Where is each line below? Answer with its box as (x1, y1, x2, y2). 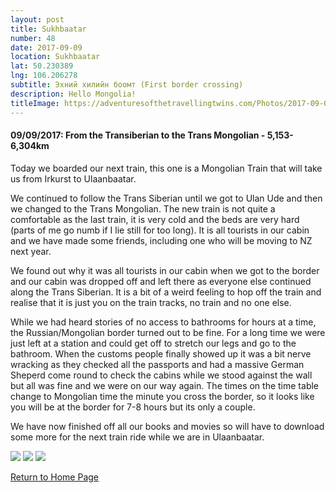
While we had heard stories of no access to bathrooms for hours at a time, (10, 316, 317, 328)
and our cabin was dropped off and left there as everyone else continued (10, 275, 312, 287)
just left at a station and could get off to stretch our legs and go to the (10, 337, 297, 349)
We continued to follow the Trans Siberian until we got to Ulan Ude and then (10, 192, 323, 204)
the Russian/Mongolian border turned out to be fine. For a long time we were (10, 326, 326, 338)
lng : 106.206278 (10, 71, 78, 81)
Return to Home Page (10, 471, 100, 483)
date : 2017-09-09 (10, 42, 83, 53)
